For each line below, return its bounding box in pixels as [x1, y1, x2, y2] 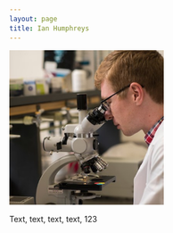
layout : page [9, 14, 58, 23]
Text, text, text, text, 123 [9, 213, 98, 224]
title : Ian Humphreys [9, 23, 90, 33]
